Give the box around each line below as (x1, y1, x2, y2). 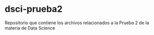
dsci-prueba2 (4, 3, 63, 15)
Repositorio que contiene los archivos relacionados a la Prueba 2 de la (4, 20, 150, 26)
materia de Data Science (4, 25, 55, 31)
